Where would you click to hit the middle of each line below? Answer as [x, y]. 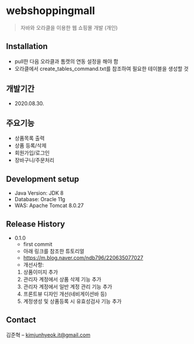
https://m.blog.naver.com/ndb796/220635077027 [83, 258]
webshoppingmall [51, 11]
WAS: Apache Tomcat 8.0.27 [49, 205]
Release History [36, 224]
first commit [38, 244]
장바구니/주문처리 [34, 160]
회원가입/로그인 [32, 153]
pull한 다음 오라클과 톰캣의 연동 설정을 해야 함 [66, 61]
